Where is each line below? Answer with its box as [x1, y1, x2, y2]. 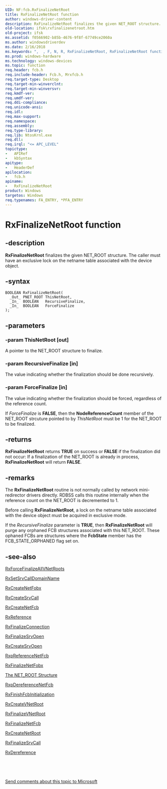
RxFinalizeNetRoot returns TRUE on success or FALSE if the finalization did [5, 449, 161, 455]
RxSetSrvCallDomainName [5, 575, 60, 581]
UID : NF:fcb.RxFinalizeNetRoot [5, 7, 70, 12]
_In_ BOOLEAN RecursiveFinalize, [9, 299, 85, 304]
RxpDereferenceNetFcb [5, 682, 54, 688]
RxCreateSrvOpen [5, 643, 42, 649]
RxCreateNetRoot [5, 730, 41, 736]
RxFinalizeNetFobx [5, 662, 44, 669]
